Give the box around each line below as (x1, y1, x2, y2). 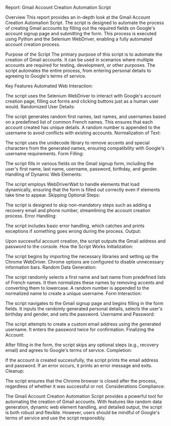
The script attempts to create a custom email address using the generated (5, 321, 161, 327)
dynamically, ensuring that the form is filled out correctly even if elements (5, 186, 160, 193)
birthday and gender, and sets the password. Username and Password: (5, 311, 155, 317)
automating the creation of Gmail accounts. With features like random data (5, 398, 162, 405)
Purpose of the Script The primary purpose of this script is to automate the (5, 51, 163, 57)
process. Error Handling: (5, 213, 57, 219)
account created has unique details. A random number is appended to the (5, 125, 161, 130)
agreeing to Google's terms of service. (5, 73, 87, 79)
